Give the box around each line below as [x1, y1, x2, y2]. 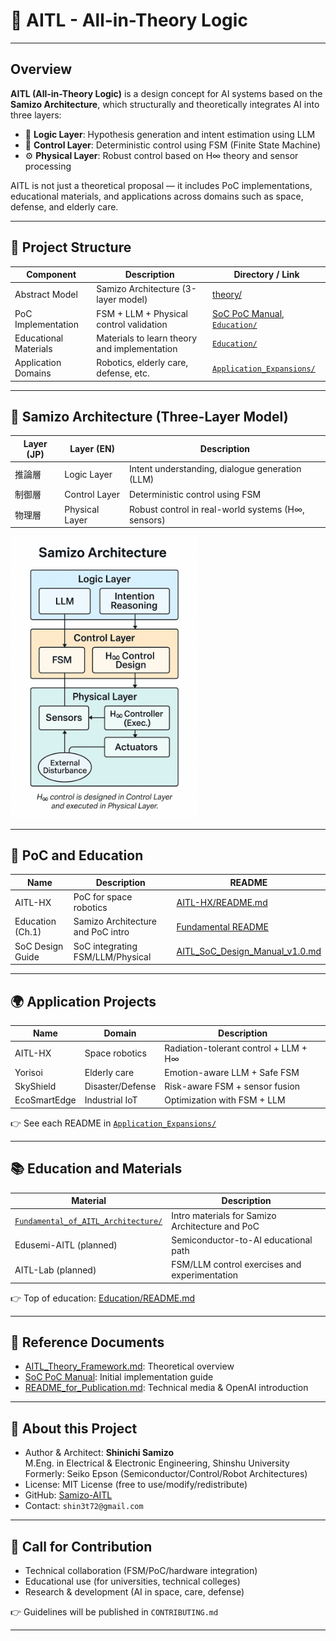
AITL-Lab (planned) [14, 1264, 97, 1276]
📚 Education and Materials [10, 1160, 183, 1178]
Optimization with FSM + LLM [164, 1094, 286, 1106]
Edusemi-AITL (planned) [14, 1239, 118, 1251]
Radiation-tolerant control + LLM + [164, 1042, 308, 1054]
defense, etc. [96, 367, 150, 379]
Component [26, 269, 77, 281]
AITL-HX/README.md [176, 896, 268, 908]
